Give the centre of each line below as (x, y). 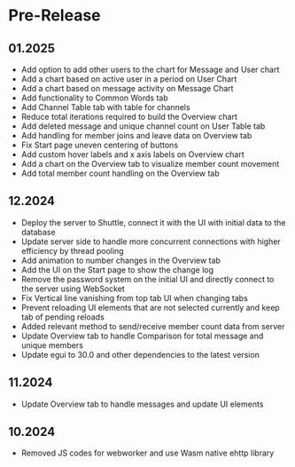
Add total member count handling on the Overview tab (120, 173)
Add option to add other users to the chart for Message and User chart (150, 69)
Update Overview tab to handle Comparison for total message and (142, 336)
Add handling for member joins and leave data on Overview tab (136, 135)
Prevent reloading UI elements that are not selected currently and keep (150, 307)
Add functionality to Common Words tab (95, 98)
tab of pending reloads (63, 317)
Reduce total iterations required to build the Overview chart (129, 117)
